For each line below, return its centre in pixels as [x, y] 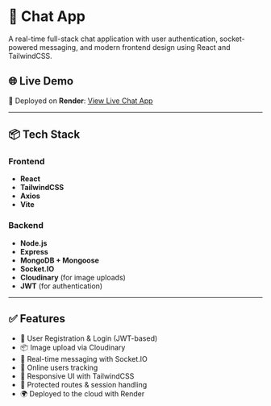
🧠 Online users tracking [59, 367]
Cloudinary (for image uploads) [73, 277]
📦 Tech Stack [44, 135]
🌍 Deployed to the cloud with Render [82, 393]
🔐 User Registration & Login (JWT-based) [89, 338]
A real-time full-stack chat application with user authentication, [113, 39]
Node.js [33, 243]
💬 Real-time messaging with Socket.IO [83, 358]
